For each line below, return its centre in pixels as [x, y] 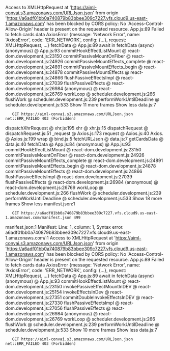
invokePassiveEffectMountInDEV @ [100, 287]
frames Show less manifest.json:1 [40, 204]
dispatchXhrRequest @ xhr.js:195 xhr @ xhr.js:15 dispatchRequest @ [77, 128]
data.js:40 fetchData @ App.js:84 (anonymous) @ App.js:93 [68, 144]
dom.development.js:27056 [34, 308]
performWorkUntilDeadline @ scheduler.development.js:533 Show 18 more [84, 198]
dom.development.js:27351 [34, 297]
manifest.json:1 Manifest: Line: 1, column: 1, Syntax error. [64, 227]
